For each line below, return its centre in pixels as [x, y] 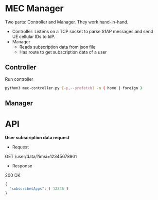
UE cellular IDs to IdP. [34, 36]
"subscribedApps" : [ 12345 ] [39, 189]
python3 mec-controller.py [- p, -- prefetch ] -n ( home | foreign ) [74, 88]
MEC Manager [35, 9]
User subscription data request [37, 137]
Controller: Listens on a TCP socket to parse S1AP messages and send [83, 31]
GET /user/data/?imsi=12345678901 [41, 156]
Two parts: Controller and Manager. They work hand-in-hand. [67, 22]
